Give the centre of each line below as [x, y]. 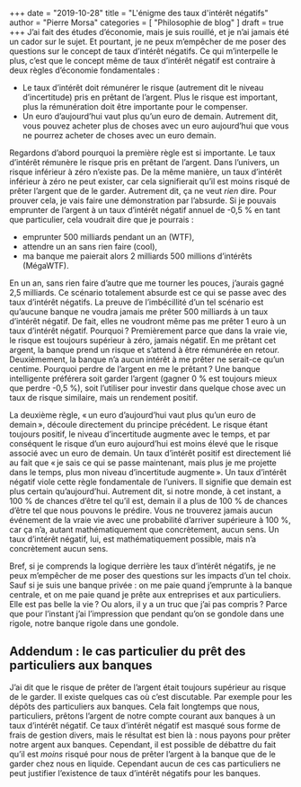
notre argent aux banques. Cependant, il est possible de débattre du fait [143, 744]
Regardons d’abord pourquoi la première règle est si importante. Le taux [142, 153]
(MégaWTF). [45, 265]
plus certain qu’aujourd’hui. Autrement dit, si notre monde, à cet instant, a [145, 491]
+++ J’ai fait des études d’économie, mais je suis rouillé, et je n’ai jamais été [149, 32]
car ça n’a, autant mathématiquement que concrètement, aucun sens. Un [144, 530]
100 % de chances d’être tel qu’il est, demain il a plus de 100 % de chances [149, 501]
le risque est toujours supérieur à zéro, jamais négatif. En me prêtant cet [143, 340]
